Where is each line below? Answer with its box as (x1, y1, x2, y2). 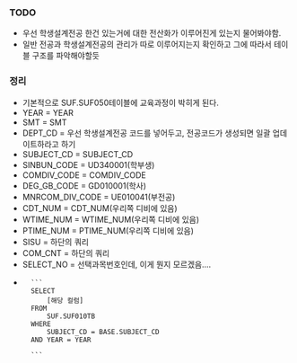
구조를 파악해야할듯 (31, 50, 100, 61)
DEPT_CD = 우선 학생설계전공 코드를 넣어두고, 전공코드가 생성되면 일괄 (22, 128, 271, 138)
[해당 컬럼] (46, 296, 83, 305)
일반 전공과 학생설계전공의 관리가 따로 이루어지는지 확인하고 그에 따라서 (22, 39, 272, 50)
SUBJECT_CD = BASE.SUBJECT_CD (46, 327, 160, 336)
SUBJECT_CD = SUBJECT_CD (22, 148, 134, 159)
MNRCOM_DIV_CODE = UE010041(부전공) (22, 191, 176, 202)
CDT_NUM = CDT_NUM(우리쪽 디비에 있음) (22, 202, 178, 213)
